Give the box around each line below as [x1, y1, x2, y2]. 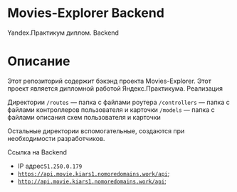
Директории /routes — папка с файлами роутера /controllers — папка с [7, 98, 230, 106]
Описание [7, 53, 70, 69]
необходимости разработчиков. [7, 134, 105, 142]
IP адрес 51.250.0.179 [17, 162, 83, 170]
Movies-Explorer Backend [7, 5, 165, 21]
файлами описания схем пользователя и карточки [7, 113, 162, 121]
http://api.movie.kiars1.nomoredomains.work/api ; [17, 176, 167, 185]
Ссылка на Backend [7, 147, 68, 157]
